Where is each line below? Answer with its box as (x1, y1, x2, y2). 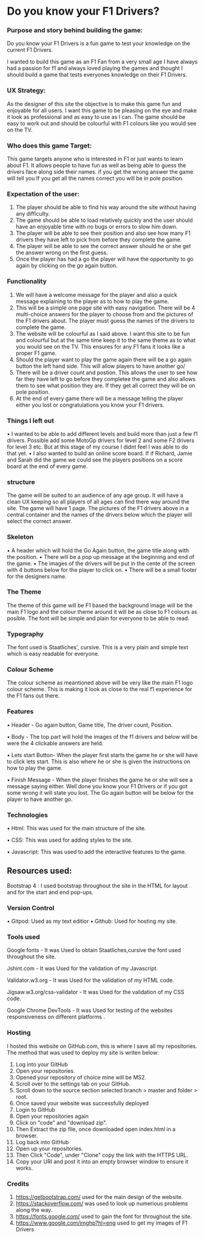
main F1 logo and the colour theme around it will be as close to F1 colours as (7, 608, 197, 615)
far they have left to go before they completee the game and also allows (15, 375, 196, 382)
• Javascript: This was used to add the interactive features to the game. (7, 848, 187, 856)
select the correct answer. (7, 518, 72, 525)
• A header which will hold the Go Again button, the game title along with (7, 547, 189, 554)
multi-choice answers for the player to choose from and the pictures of (15, 310, 194, 318)
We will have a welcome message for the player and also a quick (15, 291, 178, 298)
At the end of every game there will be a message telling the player (15, 394, 183, 402)
